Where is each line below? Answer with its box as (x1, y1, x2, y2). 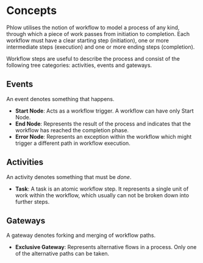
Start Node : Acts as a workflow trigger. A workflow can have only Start (15, 107, 194, 114)
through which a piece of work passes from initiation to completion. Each (6, 30, 190, 37)
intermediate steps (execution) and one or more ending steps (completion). (6, 43, 195, 51)
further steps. (15, 198, 50, 205)
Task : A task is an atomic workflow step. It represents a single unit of (15, 185, 189, 192)
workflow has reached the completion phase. (15, 126, 129, 134)
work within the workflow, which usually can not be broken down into (15, 191, 190, 198)
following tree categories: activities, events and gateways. (6, 61, 152, 69)
